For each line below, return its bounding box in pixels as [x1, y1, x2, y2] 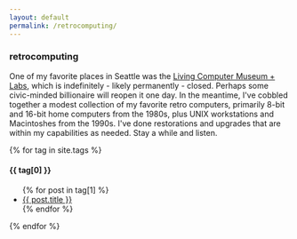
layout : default [9, 12, 69, 22]
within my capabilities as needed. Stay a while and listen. [9, 127, 218, 138]
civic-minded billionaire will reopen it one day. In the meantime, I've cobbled [9, 90, 288, 100]
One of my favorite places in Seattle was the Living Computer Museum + [9, 70, 276, 81]
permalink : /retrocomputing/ [9, 21, 117, 30]
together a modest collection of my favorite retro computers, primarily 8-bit [9, 99, 285, 109]
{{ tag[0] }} [9, 165, 52, 176]
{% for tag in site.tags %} [9, 144, 102, 155]
